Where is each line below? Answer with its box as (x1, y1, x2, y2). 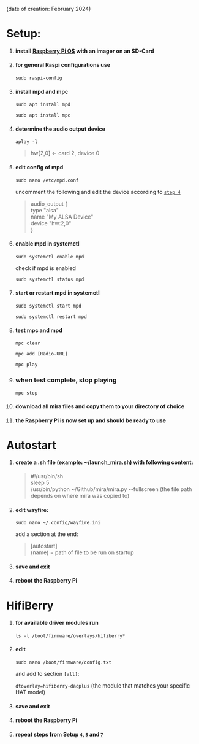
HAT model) (15, 689, 46, 696)
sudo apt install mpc (15, 112, 70, 118)
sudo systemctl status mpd (15, 276, 84, 282)
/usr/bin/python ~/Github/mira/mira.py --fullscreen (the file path (30, 486, 192, 493)
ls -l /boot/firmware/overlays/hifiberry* (15, 632, 126, 639)
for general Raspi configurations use (15, 61, 111, 69)
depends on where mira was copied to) (30, 492, 130, 500)
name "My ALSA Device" (30, 213, 94, 220)
